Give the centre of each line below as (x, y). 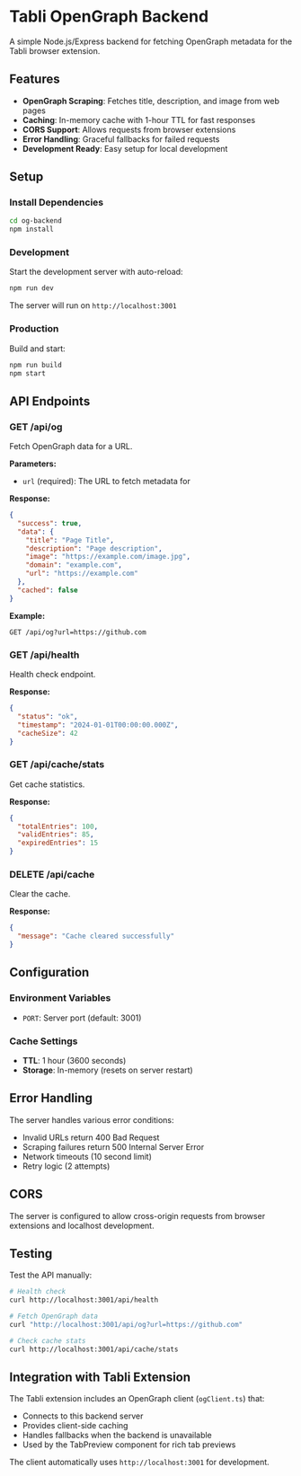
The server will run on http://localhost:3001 (93, 305)
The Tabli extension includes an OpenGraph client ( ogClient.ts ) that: (137, 1399)
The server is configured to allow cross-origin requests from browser (137, 1215)
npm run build (36, 365)
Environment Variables (60, 998)
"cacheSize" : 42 (48, 733)
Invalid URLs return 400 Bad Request (91, 1137)
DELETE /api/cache (52, 874)
